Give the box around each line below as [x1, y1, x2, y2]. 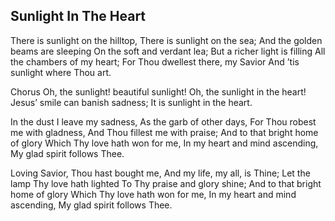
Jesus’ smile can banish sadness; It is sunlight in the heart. [10, 96, 253, 108]
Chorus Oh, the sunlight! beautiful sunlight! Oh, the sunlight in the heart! [10, 85, 307, 98]
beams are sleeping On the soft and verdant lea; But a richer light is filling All [10, 45, 326, 57]
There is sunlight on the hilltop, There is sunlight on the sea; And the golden [10, 34, 323, 46]
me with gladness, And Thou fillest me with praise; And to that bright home [10, 126, 319, 138]
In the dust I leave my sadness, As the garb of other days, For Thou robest [10, 115, 317, 128]
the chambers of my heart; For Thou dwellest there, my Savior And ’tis [10, 55, 300, 68]
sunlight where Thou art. [10, 66, 112, 78]
